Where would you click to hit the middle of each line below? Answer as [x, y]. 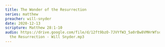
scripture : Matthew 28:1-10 [34, 28]
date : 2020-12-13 [23, 23]
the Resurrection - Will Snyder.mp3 [47, 37]
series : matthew [22, 14]
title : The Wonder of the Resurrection [46, 10]
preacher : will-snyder [28, 19]
